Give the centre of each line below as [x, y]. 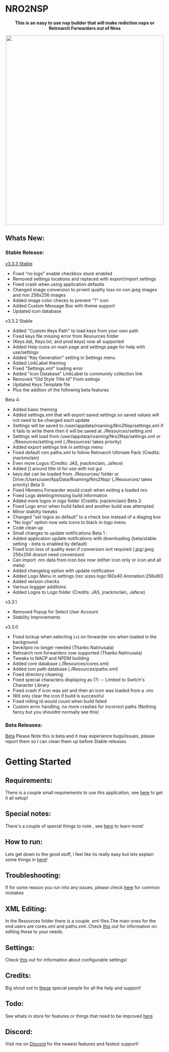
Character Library [31, 685]
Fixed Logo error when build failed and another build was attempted [83, 506]
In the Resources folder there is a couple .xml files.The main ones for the [81, 921]
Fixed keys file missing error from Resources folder [66, 336]
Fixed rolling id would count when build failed [60, 701]
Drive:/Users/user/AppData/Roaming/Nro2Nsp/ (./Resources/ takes [82, 479]
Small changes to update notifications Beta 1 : [60, 533]
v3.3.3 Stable [19, 264]
